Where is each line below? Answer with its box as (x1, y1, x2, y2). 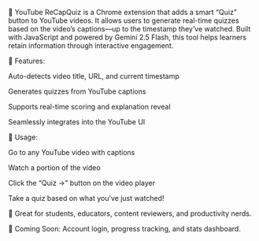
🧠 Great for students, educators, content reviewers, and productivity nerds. (8, 209, 252, 218)
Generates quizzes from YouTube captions (8, 87, 146, 96)
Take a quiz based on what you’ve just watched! (8, 194, 165, 202)
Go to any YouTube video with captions (8, 148, 135, 157)
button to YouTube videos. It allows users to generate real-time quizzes (8, 16, 239, 25)
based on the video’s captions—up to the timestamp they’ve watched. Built (8, 24, 251, 33)
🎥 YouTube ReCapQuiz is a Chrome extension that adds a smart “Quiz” (8, 8, 238, 17)
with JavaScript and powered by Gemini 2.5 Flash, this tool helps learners (8, 32, 246, 42)
